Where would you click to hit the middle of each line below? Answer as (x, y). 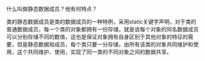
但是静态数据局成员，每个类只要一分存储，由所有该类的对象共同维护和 (105, 44)
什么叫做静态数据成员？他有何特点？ (52, 9)
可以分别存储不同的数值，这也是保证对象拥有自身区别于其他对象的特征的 (97, 37)
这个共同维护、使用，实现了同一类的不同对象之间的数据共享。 (94, 52)
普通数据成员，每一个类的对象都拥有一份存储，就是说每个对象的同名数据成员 (103, 29)
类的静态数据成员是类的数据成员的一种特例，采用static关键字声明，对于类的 (101, 22)
